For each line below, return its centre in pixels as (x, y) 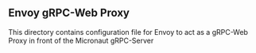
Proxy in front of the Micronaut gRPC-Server (81, 40)
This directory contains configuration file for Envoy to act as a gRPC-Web (128, 32)
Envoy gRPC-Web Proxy (69, 13)
